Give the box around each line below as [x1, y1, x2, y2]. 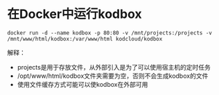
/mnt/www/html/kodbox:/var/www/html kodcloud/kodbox [7, 35, 163, 42]
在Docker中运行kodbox [7, 6, 142, 22]
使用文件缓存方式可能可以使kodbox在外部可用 [17, 80, 148, 88]
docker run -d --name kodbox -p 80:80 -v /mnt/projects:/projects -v [7, 29, 213, 36]
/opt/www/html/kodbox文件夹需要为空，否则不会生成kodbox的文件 [17, 72, 209, 80]
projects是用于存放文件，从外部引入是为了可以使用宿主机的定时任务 [17, 63, 211, 71]
